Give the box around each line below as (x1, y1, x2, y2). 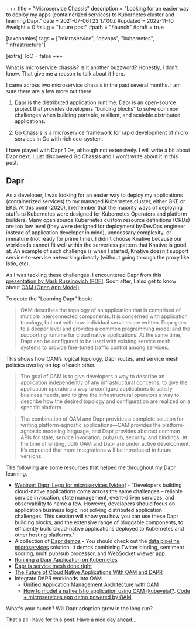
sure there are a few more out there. (6, 88, 94, 94)
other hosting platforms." (14, 531, 75, 538)
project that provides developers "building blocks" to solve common (14, 105, 179, 112)
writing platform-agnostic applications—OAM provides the (20, 421, 161, 428)
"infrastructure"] (6, 41, 46, 48)
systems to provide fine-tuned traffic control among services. (20, 344, 169, 351)
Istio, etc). (6, 260, 30, 267)
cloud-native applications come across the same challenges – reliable (14, 487, 183, 494)
